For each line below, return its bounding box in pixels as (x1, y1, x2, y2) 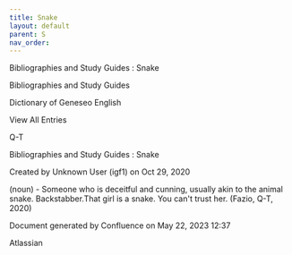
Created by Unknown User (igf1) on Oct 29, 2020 (9, 166, 191, 177)
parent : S (9, 30, 47, 38)
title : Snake (9, 13, 58, 22)
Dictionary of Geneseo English (9, 98, 122, 108)
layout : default (9, 21, 70, 30)
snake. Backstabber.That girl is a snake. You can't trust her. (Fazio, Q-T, (9, 193, 273, 204)
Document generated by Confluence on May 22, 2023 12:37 (9, 220, 231, 231)
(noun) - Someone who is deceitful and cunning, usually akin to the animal (9, 184, 284, 195)
